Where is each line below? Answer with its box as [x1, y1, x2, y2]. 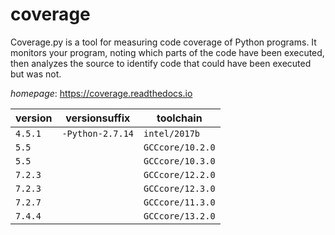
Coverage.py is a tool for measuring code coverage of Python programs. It [10, 36, 317, 48]
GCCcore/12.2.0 [143, 169, 216, 180]
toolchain [156, 111, 203, 125]
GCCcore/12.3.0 [143, 183, 216, 194]
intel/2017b [143, 128, 201, 139]
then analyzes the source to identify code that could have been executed [10, 57, 312, 69]
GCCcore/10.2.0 [143, 141, 216, 153]
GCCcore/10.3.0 [143, 155, 216, 167]
